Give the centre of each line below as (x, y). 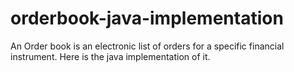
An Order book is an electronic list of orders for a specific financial (147, 46)
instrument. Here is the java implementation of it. (110, 56)
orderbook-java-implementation (147, 18)
